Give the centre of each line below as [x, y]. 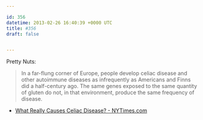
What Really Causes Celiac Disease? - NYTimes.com [81, 111]
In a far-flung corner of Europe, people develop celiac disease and [104, 74]
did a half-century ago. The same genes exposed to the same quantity [109, 86]
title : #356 [21, 28]
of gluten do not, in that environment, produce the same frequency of [108, 93]
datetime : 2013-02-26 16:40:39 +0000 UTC [59, 23]
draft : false [23, 34]
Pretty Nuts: [21, 62]
